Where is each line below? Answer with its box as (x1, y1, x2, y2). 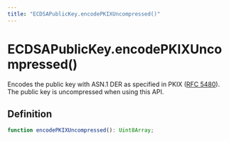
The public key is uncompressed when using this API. (7, 87, 164, 96)
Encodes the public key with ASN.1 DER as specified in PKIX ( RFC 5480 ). (7, 80, 220, 88)
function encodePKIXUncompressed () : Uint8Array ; (7, 127, 154, 134)
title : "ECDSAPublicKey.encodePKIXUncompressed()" (7, 10, 161, 18)
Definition (7, 108, 52, 120)
